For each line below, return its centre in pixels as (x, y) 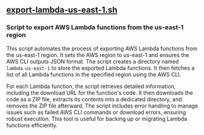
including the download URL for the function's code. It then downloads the (100, 93)
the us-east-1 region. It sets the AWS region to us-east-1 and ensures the (98, 55)
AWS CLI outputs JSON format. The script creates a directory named (93, 61)
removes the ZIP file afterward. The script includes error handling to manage (102, 106)
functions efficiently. (32, 125)
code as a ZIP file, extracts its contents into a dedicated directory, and (94, 99)
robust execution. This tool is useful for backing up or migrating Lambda (97, 119)
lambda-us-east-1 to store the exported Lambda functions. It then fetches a (100, 68)
